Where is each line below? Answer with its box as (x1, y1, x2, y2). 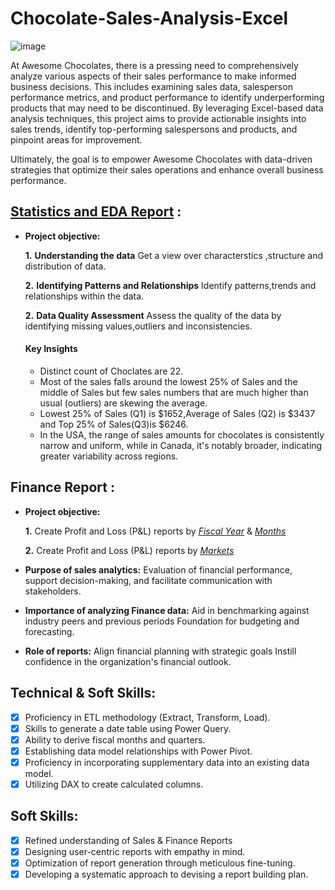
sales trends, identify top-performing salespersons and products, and (10, 123, 298, 135)
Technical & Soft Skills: (10, 685, 157, 702)
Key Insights (24, 343, 78, 355)
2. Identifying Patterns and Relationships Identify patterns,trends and (24, 279, 317, 291)
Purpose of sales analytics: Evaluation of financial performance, (24, 563, 293, 576)
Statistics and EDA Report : (10, 203, 182, 221)
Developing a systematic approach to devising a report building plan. (24, 868, 309, 880)
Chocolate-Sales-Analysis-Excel (10, 7, 289, 30)
